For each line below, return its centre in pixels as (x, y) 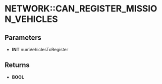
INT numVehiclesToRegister (40, 49)
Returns (17, 65)
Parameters (23, 38)
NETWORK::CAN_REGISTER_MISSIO (81, 9)
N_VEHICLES (31, 19)
